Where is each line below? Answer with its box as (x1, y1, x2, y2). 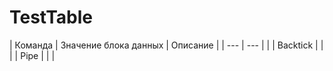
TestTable (9, 6, 93, 29)
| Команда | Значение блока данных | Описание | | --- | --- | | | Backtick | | (9, 39, 324, 51)
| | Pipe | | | (9, 49, 56, 61)
